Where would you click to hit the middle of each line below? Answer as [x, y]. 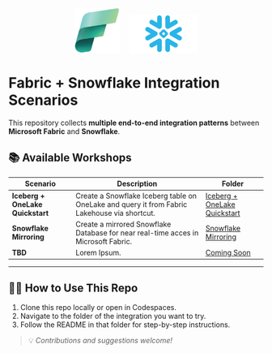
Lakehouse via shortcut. [115, 213]
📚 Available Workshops [70, 158]
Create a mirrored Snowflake [123, 224]
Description [137, 184]
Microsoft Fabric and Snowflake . [64, 131]
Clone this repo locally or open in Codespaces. [98, 308]
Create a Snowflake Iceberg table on [136, 196]
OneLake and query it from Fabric [132, 204]
